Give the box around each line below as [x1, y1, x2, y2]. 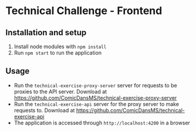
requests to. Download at [13, 107, 75, 114]
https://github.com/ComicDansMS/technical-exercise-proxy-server [13, 94, 177, 101]
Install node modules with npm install [13, 43, 107, 50]
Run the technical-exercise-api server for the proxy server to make [13, 100, 180, 107]
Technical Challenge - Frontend [5, 4, 163, 18]
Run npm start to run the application [13, 49, 102, 56]
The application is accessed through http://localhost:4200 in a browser [13, 119, 190, 126]
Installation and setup [5, 28, 87, 38]
